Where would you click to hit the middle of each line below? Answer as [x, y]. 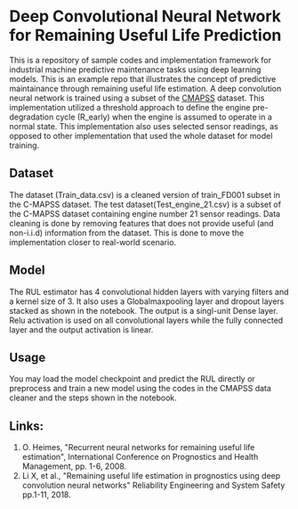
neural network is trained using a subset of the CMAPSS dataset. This [137, 98]
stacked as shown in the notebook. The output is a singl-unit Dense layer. [144, 310]
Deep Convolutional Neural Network [145, 16]
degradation [32, 117]
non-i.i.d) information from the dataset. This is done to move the [127, 233]
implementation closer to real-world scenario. [93, 242]
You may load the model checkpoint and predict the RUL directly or [132, 379]
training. [24, 145]
